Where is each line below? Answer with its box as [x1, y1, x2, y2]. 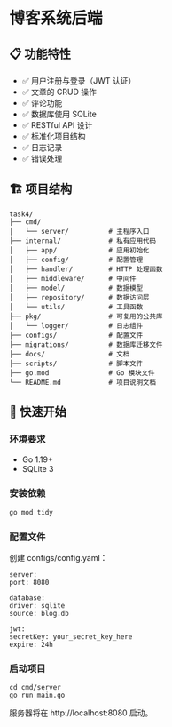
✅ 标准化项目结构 [21, 131, 86, 141]
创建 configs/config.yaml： [9, 552, 108, 563]
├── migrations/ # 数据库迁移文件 [9, 340, 163, 349]
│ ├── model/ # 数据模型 [9, 284, 144, 292]
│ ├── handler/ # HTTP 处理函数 [9, 264, 163, 274]
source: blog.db [9, 609, 69, 618]
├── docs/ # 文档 [9, 349, 130, 358]
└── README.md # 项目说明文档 [9, 378, 157, 387]
